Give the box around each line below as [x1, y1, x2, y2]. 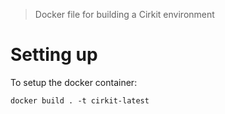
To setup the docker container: [10, 76, 138, 88]
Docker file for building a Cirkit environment [34, 9, 215, 20]
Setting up [10, 44, 98, 66]
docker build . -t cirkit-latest [10, 95, 150, 106]
